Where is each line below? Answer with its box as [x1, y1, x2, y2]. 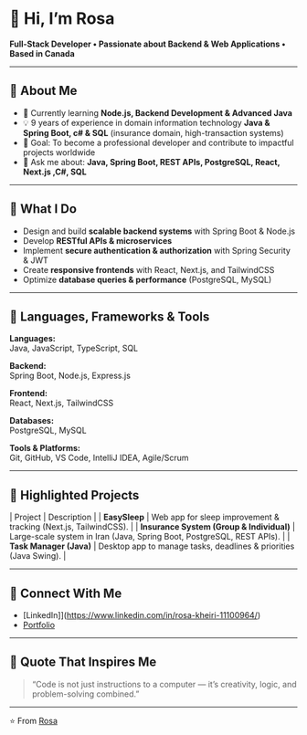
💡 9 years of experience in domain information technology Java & [22, 117, 270, 128]
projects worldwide [22, 146, 96, 158]
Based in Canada [9, 47, 75, 58]
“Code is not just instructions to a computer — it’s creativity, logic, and [31, 678, 297, 689]
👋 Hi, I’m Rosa [9, 8, 115, 29]
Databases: [9, 415, 55, 426]
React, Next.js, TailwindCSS [9, 397, 114, 409]
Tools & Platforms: [9, 443, 80, 454]
